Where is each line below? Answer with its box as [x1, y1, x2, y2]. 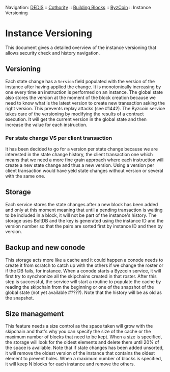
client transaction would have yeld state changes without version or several [5, 168, 163, 174]
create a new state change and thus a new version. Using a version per [5, 162, 154, 168]
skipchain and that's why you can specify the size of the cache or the [5, 329, 151, 335]
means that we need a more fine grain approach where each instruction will [5, 157, 164, 163]
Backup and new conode [5, 243, 86, 252]
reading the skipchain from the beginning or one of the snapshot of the [5, 284, 154, 290]
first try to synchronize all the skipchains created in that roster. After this [5, 273, 157, 279]
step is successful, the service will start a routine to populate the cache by [5, 278, 161, 285]
